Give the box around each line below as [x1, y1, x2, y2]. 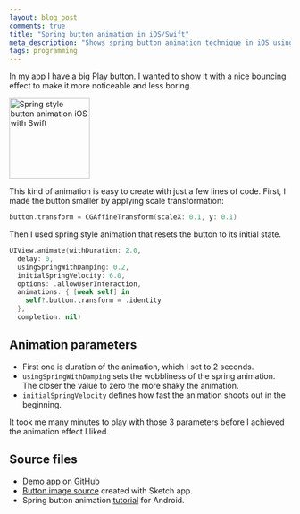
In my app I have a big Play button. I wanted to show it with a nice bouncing [9, 71, 287, 81]
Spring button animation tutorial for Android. [21, 494, 185, 505]
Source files [9, 452, 78, 468]
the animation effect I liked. [9, 426, 110, 436]
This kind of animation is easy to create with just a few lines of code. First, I [9, 186, 287, 197]
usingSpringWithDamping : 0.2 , [17, 263, 129, 272]
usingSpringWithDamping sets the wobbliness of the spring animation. [21, 370, 276, 381]
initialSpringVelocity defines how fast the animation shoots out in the [21, 390, 286, 400]
